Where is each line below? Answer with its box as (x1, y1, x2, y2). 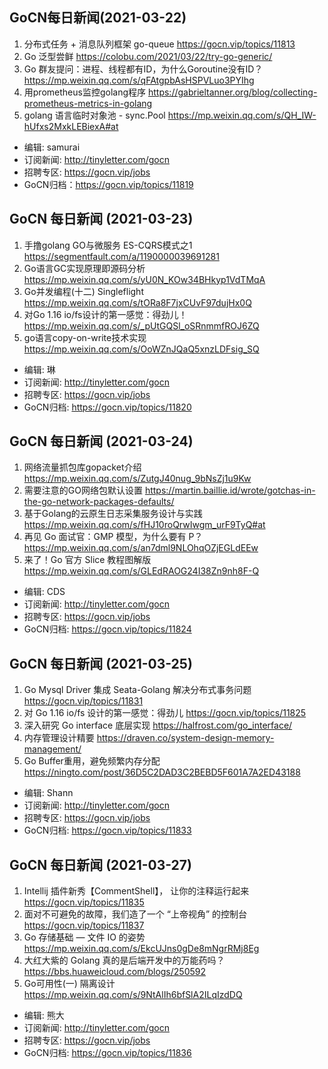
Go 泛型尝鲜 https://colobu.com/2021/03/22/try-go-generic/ (23, 50, 273, 62)
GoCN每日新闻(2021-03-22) (9, 9, 187, 27)
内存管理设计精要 (23, 732, 95, 744)
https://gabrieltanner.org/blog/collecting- (147, 86, 318, 98)
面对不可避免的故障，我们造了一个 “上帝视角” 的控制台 (23, 908, 248, 920)
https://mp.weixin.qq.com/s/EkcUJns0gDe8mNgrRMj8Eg (23, 943, 260, 955)
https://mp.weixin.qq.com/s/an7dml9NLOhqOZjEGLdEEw (23, 542, 259, 554)
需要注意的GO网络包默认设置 (23, 484, 143, 497)
